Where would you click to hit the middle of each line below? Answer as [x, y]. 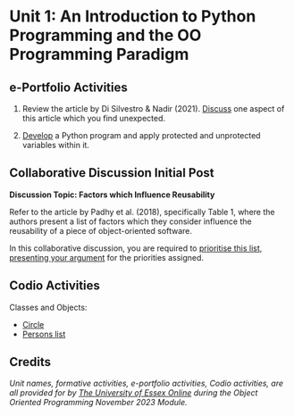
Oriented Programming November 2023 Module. [98, 403]
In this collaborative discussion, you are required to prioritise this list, [136, 248]
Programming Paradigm [99, 54]
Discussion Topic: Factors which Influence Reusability [112, 195]
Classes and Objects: [48, 307]
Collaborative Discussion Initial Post [112, 173]
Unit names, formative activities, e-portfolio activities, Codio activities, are [147, 383]
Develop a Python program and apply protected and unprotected [141, 135]
